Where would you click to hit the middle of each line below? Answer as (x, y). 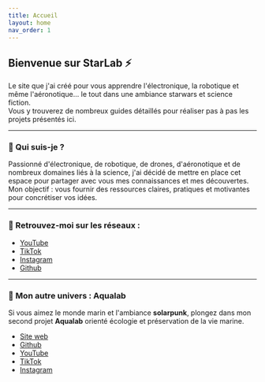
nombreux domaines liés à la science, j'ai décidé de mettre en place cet (125, 172)
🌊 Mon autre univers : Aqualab (67, 295)
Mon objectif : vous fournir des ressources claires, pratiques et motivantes (129, 189)
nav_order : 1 (30, 30)
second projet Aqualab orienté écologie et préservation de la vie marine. (126, 321)
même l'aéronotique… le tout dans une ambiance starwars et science (120, 95)
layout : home (30, 23)
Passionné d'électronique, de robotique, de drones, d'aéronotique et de (124, 164)
